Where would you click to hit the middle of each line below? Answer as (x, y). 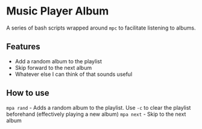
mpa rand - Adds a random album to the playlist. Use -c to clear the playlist (99, 107)
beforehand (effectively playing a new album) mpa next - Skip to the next (96, 114)
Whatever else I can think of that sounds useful (74, 74)
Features (23, 47)
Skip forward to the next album (53, 68)
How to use (28, 93)
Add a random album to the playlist (58, 61)
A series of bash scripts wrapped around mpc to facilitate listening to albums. (101, 28)
